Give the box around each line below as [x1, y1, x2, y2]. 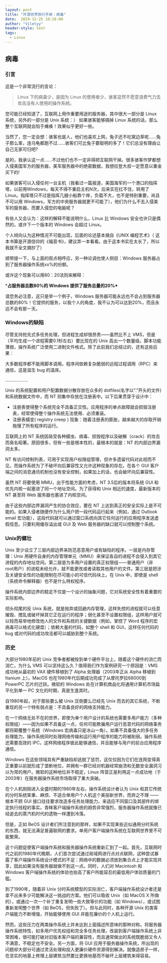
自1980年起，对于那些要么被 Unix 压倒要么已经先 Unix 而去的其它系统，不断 [5, 698, 161, 704]
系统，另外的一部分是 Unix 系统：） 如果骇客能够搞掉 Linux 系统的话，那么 [5, 117, 158, 123]
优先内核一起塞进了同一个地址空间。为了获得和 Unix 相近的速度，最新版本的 [5, 485, 161, 491]
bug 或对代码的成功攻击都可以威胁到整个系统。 [5, 631, 102, 637]
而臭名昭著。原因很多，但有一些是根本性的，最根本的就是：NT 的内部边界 [5, 439, 157, 445]
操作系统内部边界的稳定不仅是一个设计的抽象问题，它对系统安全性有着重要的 [5, 589, 162, 595]
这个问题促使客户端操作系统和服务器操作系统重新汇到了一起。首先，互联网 [5, 844, 158, 850]
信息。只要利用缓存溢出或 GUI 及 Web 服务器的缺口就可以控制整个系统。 [9, 521, 158, 527]
